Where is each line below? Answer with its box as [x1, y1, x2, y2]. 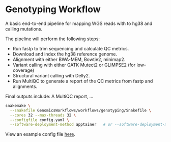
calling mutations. [5, 25, 43, 32]
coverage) [12, 67, 35, 73]
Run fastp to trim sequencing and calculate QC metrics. [12, 45, 129, 51]
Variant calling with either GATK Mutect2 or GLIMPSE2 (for [12, 62, 136, 68]
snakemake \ [5, 103, 31, 108]
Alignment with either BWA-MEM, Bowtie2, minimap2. [12, 56, 126, 62]
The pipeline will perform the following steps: [5, 36, 100, 42]
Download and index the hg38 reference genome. [12, 51, 118, 57]
